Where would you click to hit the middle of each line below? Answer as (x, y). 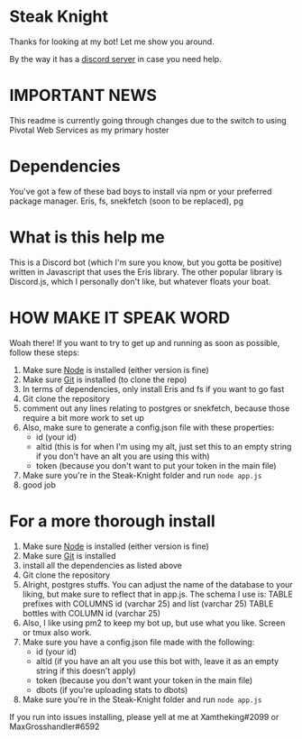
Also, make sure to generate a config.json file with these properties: (148, 427)
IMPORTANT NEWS (83, 96)
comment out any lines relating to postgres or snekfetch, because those (156, 408)
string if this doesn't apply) (86, 671)
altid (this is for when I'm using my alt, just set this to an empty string (164, 446)
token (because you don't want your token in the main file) (144, 680)
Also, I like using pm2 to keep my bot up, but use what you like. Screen (154, 623)
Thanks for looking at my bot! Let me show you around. (112, 41)
